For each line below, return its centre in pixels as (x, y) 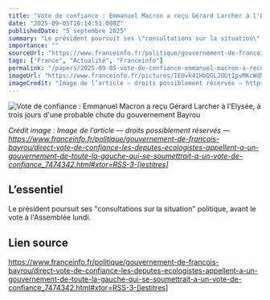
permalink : (27, 68)
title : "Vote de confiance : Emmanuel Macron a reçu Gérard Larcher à (129, 16)
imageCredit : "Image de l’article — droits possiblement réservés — (125, 83)
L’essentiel (36, 189)
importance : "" (34, 46)
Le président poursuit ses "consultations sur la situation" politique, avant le (132, 209)
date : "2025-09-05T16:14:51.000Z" (66, 23)
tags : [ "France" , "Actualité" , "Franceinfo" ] (86, 61)
